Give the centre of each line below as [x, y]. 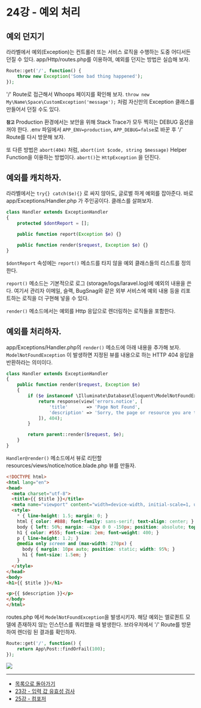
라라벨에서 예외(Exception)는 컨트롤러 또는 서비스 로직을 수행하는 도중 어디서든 [99, 52]
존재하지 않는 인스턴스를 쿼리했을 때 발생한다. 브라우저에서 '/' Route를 [99, 624]
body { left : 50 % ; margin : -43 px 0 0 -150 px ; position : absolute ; [101, 527]
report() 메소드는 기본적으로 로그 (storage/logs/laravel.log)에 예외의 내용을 [96, 283]
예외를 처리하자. [34, 331]
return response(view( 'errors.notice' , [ [91, 401]
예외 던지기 [25, 36]
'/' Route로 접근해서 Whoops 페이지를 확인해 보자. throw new [78, 94]
